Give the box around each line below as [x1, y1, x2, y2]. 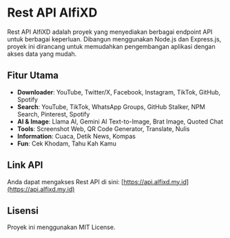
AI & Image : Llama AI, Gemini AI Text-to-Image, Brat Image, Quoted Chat [17, 117, 224, 126]
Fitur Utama [7, 70, 59, 81]
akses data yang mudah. [7, 50, 77, 58]
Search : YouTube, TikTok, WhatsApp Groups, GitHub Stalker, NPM [17, 102, 205, 111]
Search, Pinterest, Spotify [17, 110, 90, 118]
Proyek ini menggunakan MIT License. [7, 223, 116, 232]
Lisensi [7, 205, 39, 217]
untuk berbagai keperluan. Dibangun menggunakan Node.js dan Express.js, [7, 34, 222, 43]
